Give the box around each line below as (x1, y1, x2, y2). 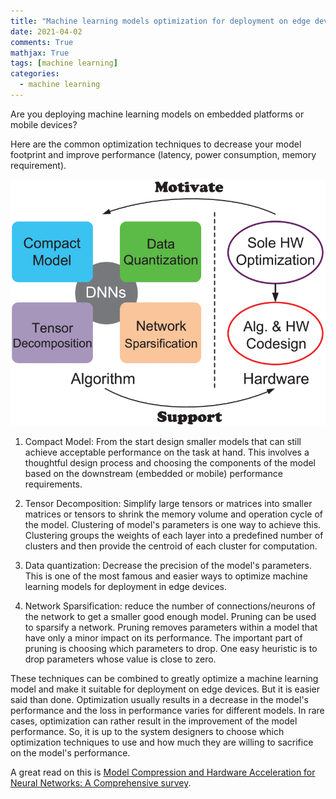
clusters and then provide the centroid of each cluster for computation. (24, 540, 318, 552)
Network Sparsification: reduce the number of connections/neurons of (24, 600, 316, 612)
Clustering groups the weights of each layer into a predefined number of (24, 530, 324, 542)
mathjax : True (10, 48, 70, 58)
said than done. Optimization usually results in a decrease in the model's (10, 694, 309, 706)
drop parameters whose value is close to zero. (24, 653, 217, 665)
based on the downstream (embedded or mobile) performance (24, 468, 283, 480)
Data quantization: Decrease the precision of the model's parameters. (24, 560, 313, 572)
